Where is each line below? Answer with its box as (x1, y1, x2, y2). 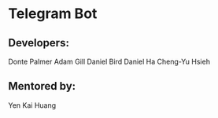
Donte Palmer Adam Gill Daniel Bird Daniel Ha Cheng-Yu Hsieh (8, 57, 211, 66)
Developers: (8, 36, 69, 50)
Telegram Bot (8, 5, 98, 23)
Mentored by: (8, 79, 76, 93)
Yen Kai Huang (8, 100, 57, 110)
